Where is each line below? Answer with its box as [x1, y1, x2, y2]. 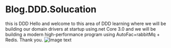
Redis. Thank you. [5, 37, 43, 43]
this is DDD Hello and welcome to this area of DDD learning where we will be [5, 20, 166, 27]
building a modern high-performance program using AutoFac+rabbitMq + [5, 31, 160, 37]
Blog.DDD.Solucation [5, 4, 97, 15]
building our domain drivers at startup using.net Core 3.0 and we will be [5, 26, 156, 32]
